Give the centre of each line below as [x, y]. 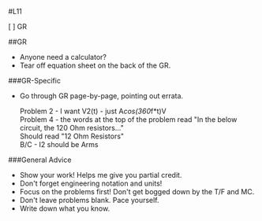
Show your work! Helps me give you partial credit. [101, 175]
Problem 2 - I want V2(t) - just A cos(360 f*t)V [93, 111]
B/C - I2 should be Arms [59, 144]
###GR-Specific [35, 81]
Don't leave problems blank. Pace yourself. [89, 200]
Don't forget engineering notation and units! [91, 183]
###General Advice [40, 160]
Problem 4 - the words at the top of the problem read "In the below [128, 120]
